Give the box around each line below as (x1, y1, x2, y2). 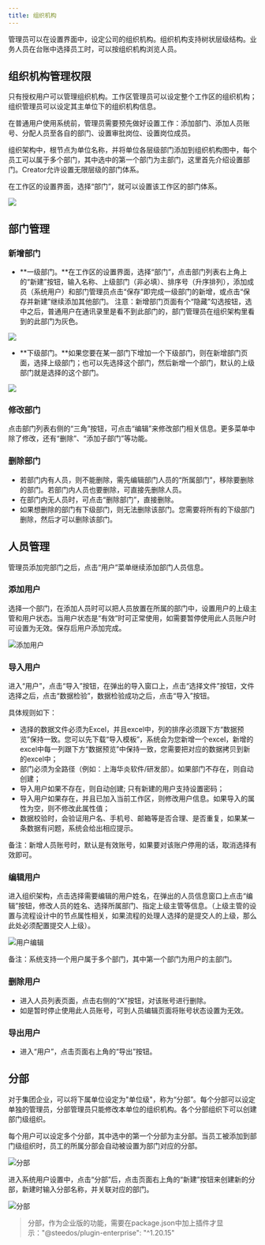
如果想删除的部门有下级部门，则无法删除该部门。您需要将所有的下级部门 (19, 504, 255, 514)
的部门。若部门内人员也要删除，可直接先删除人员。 (19, 485, 186, 494)
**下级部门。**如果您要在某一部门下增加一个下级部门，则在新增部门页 (19, 349, 248, 358)
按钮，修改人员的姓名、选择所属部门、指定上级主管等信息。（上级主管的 (18, 901, 250, 911)
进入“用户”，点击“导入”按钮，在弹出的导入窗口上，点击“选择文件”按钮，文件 (8, 681, 255, 691)
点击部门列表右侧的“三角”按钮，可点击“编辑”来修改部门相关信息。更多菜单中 (8, 424, 256, 433)
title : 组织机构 (8, 11, 57, 20)
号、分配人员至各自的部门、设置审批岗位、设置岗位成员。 (8, 128, 195, 138)
